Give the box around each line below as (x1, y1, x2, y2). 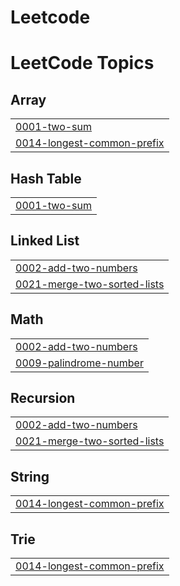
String (10, 468, 50, 485)
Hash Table (10, 170, 82, 187)
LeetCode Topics (10, 52, 155, 75)
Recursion (10, 390, 76, 407)
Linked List (10, 232, 80, 250)
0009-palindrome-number (15, 356, 144, 370)
